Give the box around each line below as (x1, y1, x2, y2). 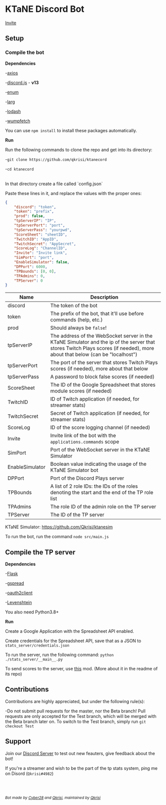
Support (5, 737, 31, 746)
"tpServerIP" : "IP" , (14, 218, 56, 223)
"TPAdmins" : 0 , (14, 273, 45, 278)
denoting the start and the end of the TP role (50, 489, 154, 496)
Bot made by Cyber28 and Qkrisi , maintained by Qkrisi (5, 795, 101, 800)
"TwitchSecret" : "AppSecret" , (14, 241, 77, 246)
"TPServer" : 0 (14, 278, 43, 283)
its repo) (5, 671, 22, 677)
